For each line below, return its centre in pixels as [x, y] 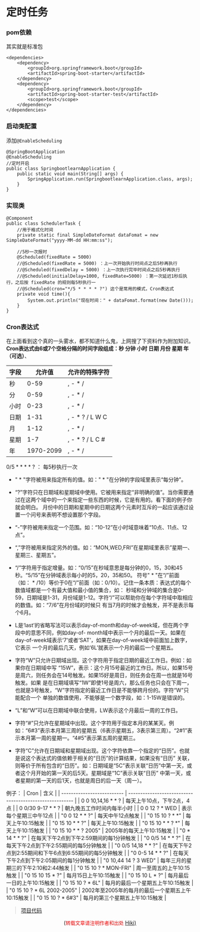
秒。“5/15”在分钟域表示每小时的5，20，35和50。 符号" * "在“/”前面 [97, 575]
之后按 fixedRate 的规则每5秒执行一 [55, 283]
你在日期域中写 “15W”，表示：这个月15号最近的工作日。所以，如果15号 [107, 668]
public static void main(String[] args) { [70, 174]
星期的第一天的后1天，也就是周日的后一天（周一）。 [82, 781]
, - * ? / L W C [87, 417]
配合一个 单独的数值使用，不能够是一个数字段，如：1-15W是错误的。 [104, 698]
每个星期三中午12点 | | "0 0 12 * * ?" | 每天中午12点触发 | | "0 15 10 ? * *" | [95, 815]
